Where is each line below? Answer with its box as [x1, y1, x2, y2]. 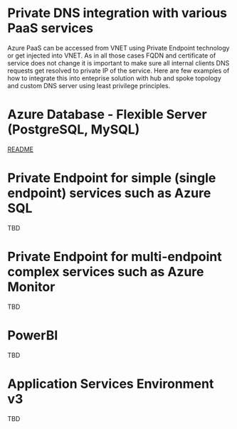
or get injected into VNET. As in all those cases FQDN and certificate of [7, 51, 216, 60]
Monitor [7, 279, 56, 295]
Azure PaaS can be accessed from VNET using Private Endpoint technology [7, 43, 230, 52]
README [7, 144, 34, 154]
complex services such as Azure [7, 264, 204, 280]
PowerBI [7, 327, 58, 343]
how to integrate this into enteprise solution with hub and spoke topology [7, 73, 222, 83]
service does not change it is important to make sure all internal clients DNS [7, 58, 230, 67]
